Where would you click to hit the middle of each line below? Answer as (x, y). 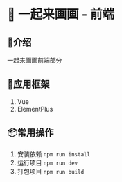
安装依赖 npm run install (54, 153)
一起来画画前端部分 (35, 60)
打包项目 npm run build (51, 171)
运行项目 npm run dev (47, 162)
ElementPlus (35, 109)
